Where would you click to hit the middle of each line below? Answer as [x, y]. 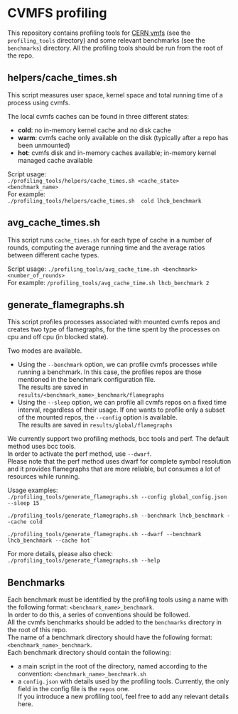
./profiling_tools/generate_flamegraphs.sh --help [84, 561]
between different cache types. [53, 255]
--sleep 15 [23, 503]
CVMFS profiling [57, 13]
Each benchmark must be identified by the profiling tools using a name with [118, 600]
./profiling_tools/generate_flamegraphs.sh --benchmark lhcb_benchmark [115, 516]
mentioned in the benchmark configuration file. [86, 380]
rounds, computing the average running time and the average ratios [106, 247]
